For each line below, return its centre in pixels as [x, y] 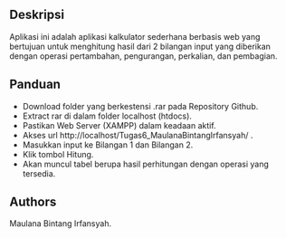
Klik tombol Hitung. [58, 154]
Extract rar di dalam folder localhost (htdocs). [107, 116]
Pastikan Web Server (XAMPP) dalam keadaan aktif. [119, 125]
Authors [33, 202]
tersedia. [39, 173]
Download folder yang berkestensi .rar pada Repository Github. [140, 106]
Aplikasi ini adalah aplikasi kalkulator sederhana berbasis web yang [135, 36]
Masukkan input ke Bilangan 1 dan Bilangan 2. [108, 145]
